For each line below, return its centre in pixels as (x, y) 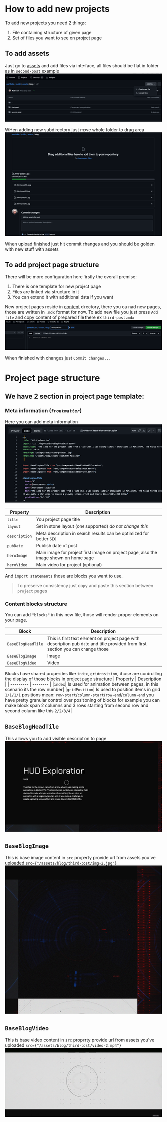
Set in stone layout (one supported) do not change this (92, 526)
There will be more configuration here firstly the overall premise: (71, 277)
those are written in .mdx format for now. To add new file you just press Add (82, 312)
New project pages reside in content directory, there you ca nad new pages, (83, 307)
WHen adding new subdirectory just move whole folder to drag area (75, 129)
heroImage (17, 556)
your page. (16, 620)
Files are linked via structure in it (45, 292)
